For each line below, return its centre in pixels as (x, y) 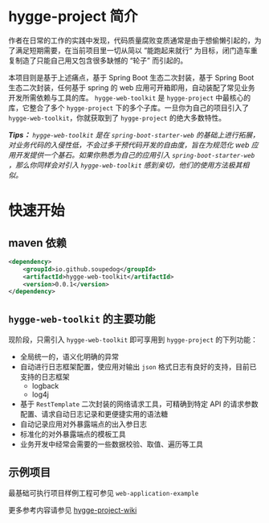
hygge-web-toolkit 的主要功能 (82, 319)
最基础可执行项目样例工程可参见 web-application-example (104, 492)
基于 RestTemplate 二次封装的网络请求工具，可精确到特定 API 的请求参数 (139, 404)
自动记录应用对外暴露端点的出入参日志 (83, 424)
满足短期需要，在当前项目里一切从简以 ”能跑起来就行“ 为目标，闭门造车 (133, 50)
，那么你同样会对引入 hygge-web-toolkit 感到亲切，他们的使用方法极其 (125, 165)
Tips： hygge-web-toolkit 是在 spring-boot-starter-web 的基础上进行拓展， (134, 134)
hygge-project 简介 (73, 16)
